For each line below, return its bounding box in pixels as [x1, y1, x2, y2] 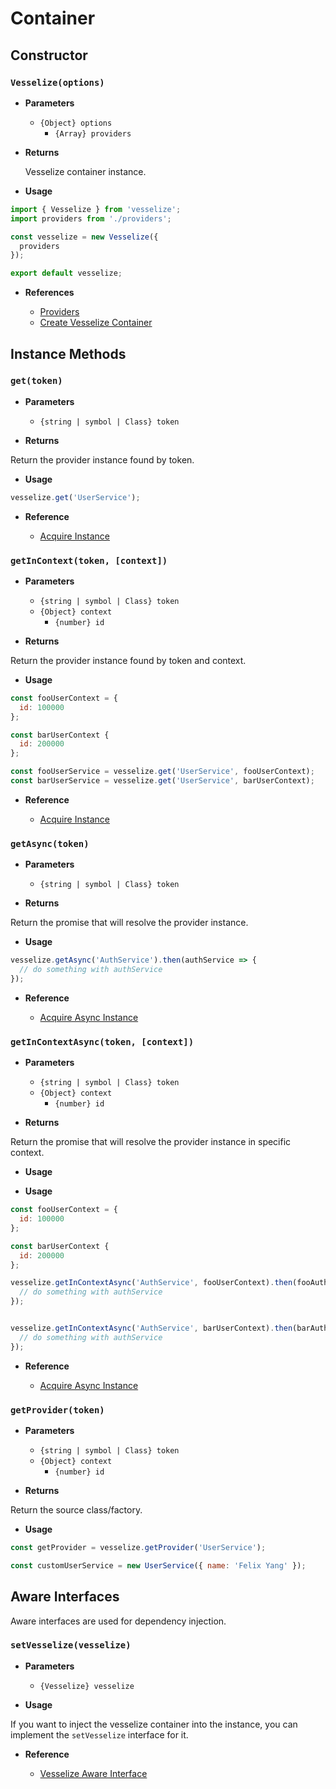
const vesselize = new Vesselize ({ [10, 232, 159, 242]
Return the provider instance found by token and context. [10, 654, 247, 666]
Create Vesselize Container [39, 317, 153, 329]
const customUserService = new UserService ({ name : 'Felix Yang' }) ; [10, 1560, 307, 1571]
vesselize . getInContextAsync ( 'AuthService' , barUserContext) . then [10, 1323, 293, 1334]
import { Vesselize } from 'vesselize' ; [10, 204, 182, 214]
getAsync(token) [10, 838, 90, 849]
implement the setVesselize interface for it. [10, 1728, 189, 1741]
